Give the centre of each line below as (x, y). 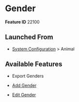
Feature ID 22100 (22, 22)
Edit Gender (24, 95)
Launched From (29, 37)
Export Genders (28, 76)
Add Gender (24, 85)
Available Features (34, 64)
